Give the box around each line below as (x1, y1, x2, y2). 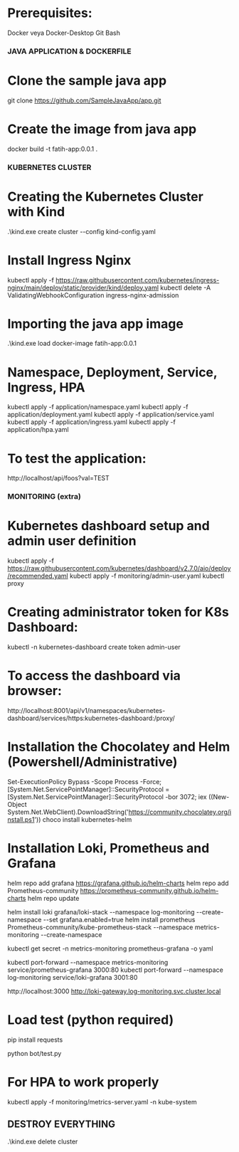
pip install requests (7, 1035, 63, 1044)
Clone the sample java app (7, 73, 167, 89)
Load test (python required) (7, 1012, 174, 1028)
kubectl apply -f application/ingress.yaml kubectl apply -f (7, 418, 176, 426)
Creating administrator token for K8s (7, 604, 229, 620)
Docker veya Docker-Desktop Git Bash (7, 28, 121, 37)
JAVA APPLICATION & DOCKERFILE (7, 46, 132, 56)
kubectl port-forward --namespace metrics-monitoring (7, 958, 169, 966)
